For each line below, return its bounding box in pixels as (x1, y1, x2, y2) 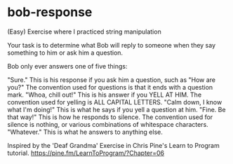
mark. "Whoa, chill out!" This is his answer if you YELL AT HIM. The (7, 90, 202, 99)
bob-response (7, 4, 93, 20)
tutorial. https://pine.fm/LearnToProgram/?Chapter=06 (7, 149, 165, 157)
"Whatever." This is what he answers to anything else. (7, 128, 163, 136)
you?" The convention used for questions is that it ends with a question (7, 83, 213, 91)
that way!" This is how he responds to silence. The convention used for (7, 113, 213, 121)
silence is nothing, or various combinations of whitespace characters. (7, 120, 208, 128)
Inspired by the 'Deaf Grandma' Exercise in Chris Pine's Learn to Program (7, 141, 220, 149)
